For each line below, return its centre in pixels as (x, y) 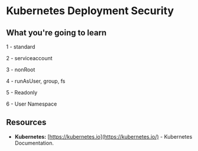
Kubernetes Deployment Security (90, 11)
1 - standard (21, 47)
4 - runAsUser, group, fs (36, 81)
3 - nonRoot (21, 70)
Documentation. (34, 143)
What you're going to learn (56, 33)
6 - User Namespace (32, 104)
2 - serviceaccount (29, 58)
